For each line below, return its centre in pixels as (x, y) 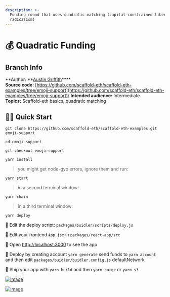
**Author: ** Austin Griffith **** (38, 79)
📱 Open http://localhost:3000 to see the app (51, 245)
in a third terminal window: (45, 206)
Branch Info (24, 67)
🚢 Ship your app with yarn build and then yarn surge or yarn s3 (72, 270)
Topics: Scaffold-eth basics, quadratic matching (56, 101)
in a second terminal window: (48, 188)
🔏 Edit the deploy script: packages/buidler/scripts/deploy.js (69, 225)
